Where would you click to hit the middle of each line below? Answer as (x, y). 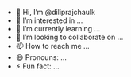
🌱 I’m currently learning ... (58, 29)
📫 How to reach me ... (52, 46)
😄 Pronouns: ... (41, 57)
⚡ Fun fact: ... (37, 66)
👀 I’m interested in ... (49, 20)
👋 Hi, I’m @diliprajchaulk (55, 12)
